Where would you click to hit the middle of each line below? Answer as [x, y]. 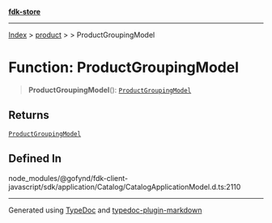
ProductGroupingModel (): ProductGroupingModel [110, 90]
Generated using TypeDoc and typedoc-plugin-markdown [105, 210]
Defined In [35, 159]
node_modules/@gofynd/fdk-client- [68, 178]
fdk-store [25, 12]
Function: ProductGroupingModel [123, 67]
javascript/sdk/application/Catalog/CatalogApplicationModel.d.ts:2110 [125, 187]
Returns [29, 115]
